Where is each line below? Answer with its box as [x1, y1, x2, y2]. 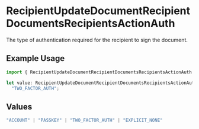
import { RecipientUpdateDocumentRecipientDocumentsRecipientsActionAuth [6, 69, 192, 75]
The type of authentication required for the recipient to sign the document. [6, 36, 188, 43]
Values [6, 102, 33, 112]
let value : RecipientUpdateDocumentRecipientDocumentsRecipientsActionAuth [6, 80, 197, 86]
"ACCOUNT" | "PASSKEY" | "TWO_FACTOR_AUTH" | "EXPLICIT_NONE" [6, 117, 163, 124]
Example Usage [6, 53, 65, 63]
